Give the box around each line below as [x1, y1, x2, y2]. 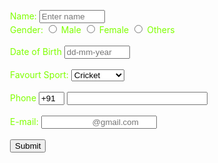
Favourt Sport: [10, 69, 69, 80]
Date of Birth [10, 46, 62, 57]
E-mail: [10, 116, 39, 127]
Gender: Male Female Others [10, 24, 175, 35]
